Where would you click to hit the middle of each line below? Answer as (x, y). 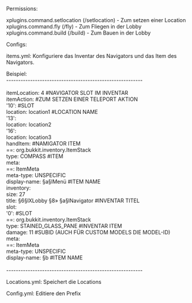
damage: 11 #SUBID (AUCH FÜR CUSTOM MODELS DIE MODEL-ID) (88, 232)
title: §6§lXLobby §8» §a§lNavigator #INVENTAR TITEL (73, 200)
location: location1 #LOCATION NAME (52, 112)
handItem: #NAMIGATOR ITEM (43, 143)
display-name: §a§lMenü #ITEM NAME (53, 182)
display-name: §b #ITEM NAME (45, 258)
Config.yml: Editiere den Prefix (44, 293)
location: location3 (29, 137)
